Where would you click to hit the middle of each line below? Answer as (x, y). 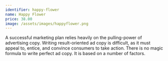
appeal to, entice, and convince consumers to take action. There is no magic (84, 48)
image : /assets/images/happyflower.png (47, 24)
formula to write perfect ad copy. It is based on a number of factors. (75, 54)
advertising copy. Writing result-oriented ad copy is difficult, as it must (78, 43)
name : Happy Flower (26, 14)
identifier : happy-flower (32, 10)
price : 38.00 (19, 19)
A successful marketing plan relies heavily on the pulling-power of (73, 38)
